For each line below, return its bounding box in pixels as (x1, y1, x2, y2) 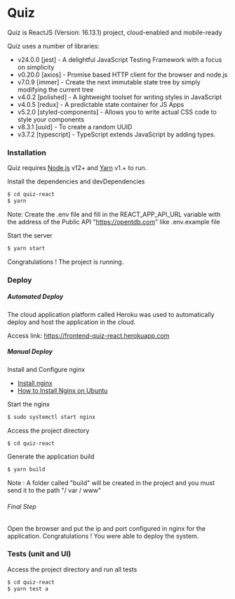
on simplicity (17, 63, 55, 71)
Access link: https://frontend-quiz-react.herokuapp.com (7, 331, 170, 340)
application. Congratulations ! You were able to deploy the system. (7, 532, 199, 540)
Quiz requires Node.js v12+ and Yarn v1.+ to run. (7, 164, 147, 172)
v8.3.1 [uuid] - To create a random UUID (17, 122, 133, 131)
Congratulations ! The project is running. (7, 257, 124, 266)
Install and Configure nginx (7, 365, 86, 373)
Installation (7, 148, 47, 157)
